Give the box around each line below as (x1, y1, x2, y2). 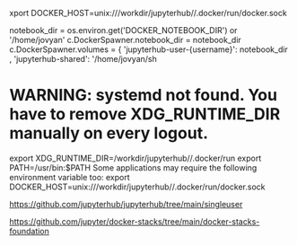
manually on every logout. (9, 123, 209, 144)
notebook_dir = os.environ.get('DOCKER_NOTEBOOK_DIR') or (9, 25, 238, 35)
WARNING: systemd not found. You (9, 85, 278, 106)
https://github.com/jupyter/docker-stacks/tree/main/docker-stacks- (9, 215, 260, 227)
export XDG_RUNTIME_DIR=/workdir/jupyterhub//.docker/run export (9, 153, 262, 163)
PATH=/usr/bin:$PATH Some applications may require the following (9, 162, 258, 173)
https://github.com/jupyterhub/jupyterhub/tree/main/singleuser (9, 198, 243, 209)
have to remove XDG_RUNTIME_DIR (9, 104, 281, 125)
